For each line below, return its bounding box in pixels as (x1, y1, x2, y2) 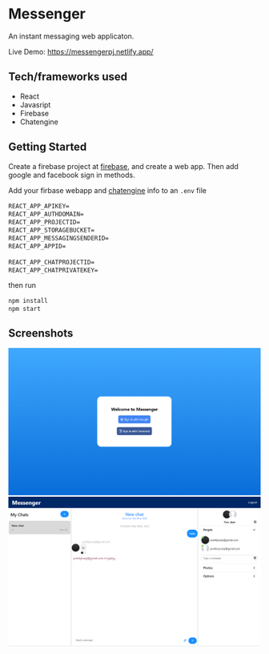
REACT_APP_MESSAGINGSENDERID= (8, 234, 110, 242)
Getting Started (8, 140, 87, 154)
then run (8, 280, 37, 289)
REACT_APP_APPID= (8, 242, 66, 250)
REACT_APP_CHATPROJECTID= (8, 258, 94, 266)
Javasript (19, 99, 51, 109)
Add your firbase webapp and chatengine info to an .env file (8, 185, 207, 195)
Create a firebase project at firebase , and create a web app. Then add (8, 161, 239, 171)
